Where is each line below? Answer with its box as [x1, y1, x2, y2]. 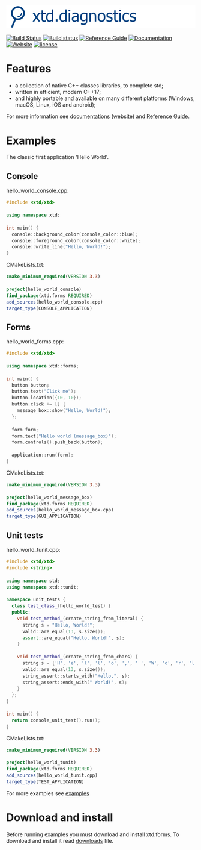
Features [6, 61, 52, 75]
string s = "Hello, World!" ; [22, 622, 95, 628]
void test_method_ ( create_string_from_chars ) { [17, 654, 138, 660]
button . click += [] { [11, 401, 66, 407]
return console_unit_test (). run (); [11, 717, 101, 723]
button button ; [11, 382, 50, 388]
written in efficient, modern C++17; [14, 88, 101, 95]
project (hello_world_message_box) [6, 494, 93, 501]
